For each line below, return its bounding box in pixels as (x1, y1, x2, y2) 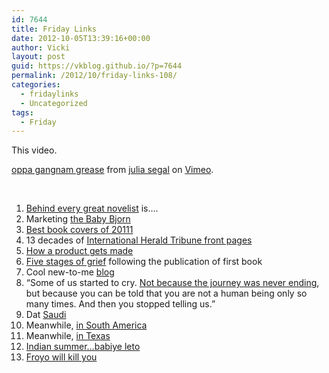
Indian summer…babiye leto (25, 341, 141, 353)
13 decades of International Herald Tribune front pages (25, 234, 253, 246)
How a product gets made (25, 245, 134, 257)
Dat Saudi (25, 309, 67, 321)
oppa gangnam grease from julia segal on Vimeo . (11, 164, 214, 176)
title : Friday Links (11, 24, 98, 34)
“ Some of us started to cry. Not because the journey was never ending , (25, 277, 320, 289)
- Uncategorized (20, 98, 88, 108)
